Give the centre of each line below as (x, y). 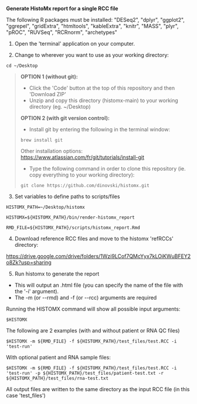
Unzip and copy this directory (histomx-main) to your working (104, 100)
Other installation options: (52, 151)
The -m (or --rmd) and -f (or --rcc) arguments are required (86, 298)
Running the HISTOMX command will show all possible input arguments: (93, 309)
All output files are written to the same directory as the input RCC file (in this (98, 389)
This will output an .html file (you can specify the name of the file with (99, 285)
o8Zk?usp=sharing (29, 262)
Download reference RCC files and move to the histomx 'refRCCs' (94, 239)
